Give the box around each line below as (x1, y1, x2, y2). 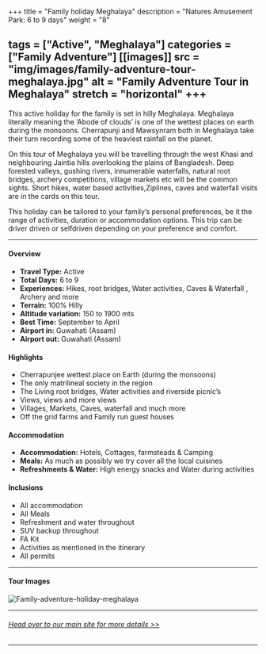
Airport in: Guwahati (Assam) (19, 326, 116, 335)
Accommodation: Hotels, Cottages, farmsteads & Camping (19, 448, 214, 457)
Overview (8, 249, 41, 258)
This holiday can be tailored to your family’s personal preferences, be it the (8, 206, 253, 216)
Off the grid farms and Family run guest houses (19, 412, 174, 422)
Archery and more (19, 293, 79, 302)
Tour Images (8, 576, 51, 586)
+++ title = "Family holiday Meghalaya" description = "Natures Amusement (8, 7, 253, 16)
